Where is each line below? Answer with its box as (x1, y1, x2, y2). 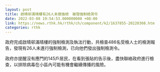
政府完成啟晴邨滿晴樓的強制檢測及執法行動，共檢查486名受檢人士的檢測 (5, 39, 151, 45)
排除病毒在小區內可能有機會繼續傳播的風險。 (18, 62, 108, 68)
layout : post (5, 7, 32, 12)
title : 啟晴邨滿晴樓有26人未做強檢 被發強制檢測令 (5, 12, 98, 17)
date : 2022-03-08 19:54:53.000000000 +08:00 (5, 16, 98, 21)
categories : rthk (5, 25, 41, 30)
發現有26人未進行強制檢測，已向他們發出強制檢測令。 (13, 45, 123, 51)
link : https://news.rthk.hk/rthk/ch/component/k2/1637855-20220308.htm (5, 20, 155, 26)
